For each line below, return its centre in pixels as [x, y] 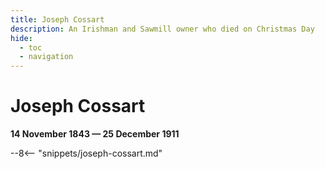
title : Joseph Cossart [57, 19]
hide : [21, 38]
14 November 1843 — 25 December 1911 [95, 134]
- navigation [46, 57]
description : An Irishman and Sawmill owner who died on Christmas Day [162, 29]
